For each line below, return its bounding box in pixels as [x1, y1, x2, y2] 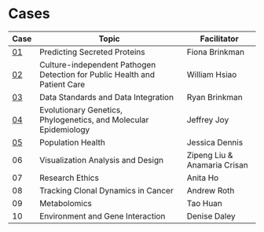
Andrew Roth [186, 185, 235, 196]
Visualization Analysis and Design [38, 154, 163, 165]
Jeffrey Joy [186, 114, 229, 125]
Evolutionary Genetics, [38, 104, 123, 115]
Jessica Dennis [186, 137, 244, 148]
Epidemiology [38, 123, 90, 134]
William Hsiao [186, 68, 237, 79]
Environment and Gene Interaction [38, 210, 166, 221]
